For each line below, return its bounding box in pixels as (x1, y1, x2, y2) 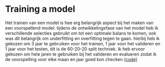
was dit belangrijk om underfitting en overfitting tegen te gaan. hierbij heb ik (5, 35, 160, 41)
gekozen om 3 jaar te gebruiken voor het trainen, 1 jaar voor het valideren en (5, 40, 161, 46)
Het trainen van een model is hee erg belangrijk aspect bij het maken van (5, 20, 154, 26)
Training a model (5, 3, 76, 15)
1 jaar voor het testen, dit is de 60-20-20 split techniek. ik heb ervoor (5, 46, 145, 52)
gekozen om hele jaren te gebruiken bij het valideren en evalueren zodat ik (5, 51, 157, 57)
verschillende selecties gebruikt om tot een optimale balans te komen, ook (5, 30, 157, 36)
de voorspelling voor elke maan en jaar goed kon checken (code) (5, 56, 137, 62)
